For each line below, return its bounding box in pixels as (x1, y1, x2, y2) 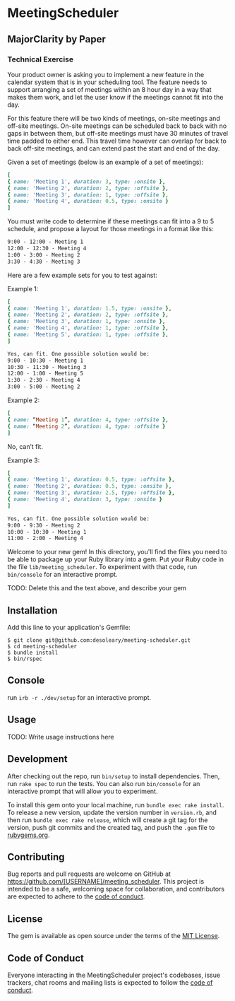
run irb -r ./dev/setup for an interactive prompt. (7, 693, 152, 701)
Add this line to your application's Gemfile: (7, 624, 131, 632)
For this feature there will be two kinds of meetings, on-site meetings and (7, 114, 220, 122)
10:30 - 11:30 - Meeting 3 (7, 363, 87, 370)
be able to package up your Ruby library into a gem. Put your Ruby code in (7, 555, 224, 563)
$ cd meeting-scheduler (7, 643, 78, 650)
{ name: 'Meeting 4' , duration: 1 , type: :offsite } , (7, 324, 169, 332)
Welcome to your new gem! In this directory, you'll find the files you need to (7, 548, 227, 556)
